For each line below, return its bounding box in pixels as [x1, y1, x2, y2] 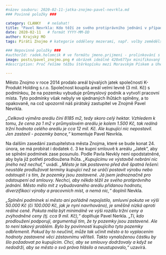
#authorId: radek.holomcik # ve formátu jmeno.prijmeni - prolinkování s [5, 52, 161, 57]
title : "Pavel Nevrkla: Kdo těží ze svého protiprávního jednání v [5, 25, 147, 30]
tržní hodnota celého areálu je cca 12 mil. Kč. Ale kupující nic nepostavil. [5, 126, 153, 132]
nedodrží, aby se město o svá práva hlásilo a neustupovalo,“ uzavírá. [5, 245, 147, 251]
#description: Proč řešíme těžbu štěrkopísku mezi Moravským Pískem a [5, 62, 154, 67]
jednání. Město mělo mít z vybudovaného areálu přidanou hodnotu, [5, 182, 143, 188]
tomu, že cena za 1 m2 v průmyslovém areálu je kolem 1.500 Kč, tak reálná [5, 120, 158, 126]
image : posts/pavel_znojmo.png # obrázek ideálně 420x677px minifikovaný [5, 57, 161, 62]
